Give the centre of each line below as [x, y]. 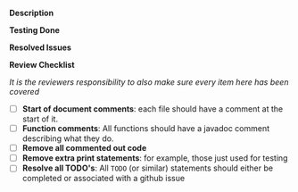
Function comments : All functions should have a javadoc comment [146, 129]
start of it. [40, 119]
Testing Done [34, 30]
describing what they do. [68, 138]
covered [25, 92]
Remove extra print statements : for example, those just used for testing [155, 158]
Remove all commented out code [84, 148]
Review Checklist [42, 65]
